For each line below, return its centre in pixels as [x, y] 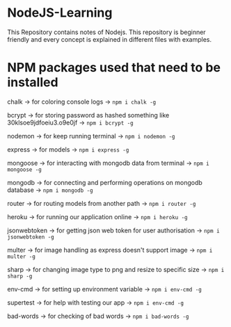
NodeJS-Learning [60, 13]
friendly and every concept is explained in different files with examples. [110, 39]
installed [33, 82]
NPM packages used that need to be [114, 68]
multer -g [22, 256]
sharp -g [20, 276]
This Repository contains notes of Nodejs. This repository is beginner [107, 32]
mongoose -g [24, 169]
